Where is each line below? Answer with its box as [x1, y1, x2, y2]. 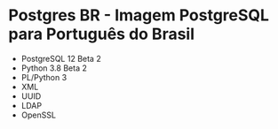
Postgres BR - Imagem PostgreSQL [8, 5, 270, 26]
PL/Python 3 [20, 72, 68, 82]
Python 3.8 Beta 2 [20, 63, 88, 73]
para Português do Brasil [8, 24, 195, 44]
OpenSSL [20, 110, 57, 120]
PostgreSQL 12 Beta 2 [20, 53, 101, 64]
